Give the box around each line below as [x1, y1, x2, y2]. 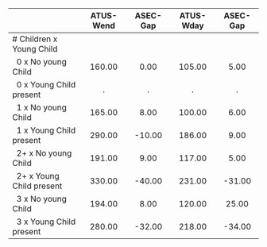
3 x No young [16, 194, 68, 204]
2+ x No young [16, 148, 72, 158]
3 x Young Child [16, 216, 76, 227]
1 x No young [16, 102, 68, 113]
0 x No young [16, 56, 68, 67]
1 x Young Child [16, 125, 76, 136]
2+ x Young [16, 171, 60, 181]
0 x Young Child [16, 79, 76, 90]
